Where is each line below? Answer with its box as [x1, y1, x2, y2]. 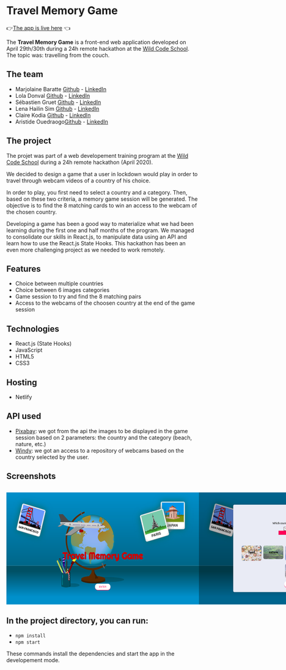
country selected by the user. [15, 453, 90, 461]
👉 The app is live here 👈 [6, 24, 71, 31]
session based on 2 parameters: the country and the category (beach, [15, 434, 193, 441]
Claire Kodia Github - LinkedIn [15, 111, 91, 119]
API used [6, 411, 42, 422]
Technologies [6, 324, 60, 334]
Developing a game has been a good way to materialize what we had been [6, 220, 194, 227]
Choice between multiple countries [15, 280, 104, 288]
